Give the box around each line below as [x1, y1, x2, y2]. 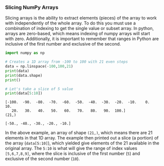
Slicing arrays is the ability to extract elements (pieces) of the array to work [5, 15, 157, 21]
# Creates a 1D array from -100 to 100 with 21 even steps [5, 59, 128, 65]
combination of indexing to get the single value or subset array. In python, [5, 25, 154, 31]
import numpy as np [5, 50, 45, 55]
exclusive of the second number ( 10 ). [5, 156, 80, 162]
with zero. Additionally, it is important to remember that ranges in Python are [5, 36, 159, 42]
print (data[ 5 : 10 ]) [5, 91, 43, 96]
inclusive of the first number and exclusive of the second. [5, 41, 121, 47]
